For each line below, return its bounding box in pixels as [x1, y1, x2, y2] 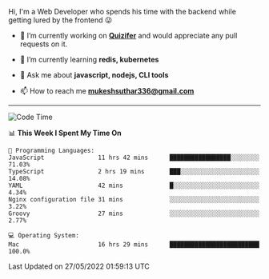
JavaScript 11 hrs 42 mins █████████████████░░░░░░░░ [8, 153, 260, 161]
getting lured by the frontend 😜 [8, 15, 113, 25]
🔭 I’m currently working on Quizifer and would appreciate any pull [19, 31, 238, 40]
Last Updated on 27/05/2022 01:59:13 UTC [8, 261, 151, 271]
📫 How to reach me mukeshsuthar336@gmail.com [19, 86, 195, 95]
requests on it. [19, 39, 68, 49]
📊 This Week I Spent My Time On [8, 128, 122, 138]
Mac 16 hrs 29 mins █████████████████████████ [8, 241, 260, 249]
